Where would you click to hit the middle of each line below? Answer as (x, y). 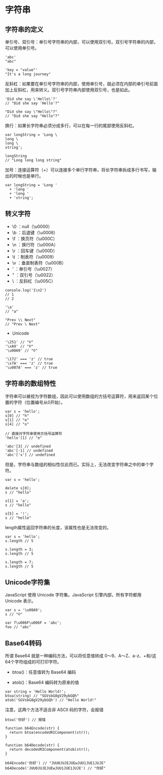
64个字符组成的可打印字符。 (33, 662)
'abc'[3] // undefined (28, 446)
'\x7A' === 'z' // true (29, 363)
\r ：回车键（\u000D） (34, 251)
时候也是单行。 (28, 176)
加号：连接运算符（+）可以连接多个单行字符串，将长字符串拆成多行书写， (79, 170)
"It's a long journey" (28, 74)
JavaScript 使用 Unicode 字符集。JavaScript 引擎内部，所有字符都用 (73, 595)
